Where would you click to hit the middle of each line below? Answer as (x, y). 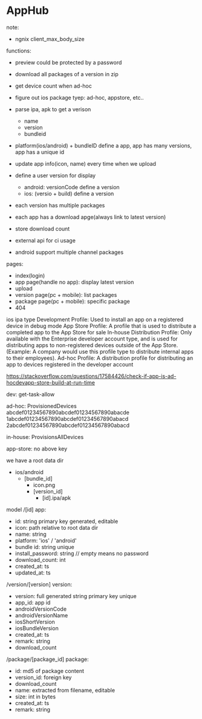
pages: (15, 264)
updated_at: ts (33, 573)
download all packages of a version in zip (67, 74)
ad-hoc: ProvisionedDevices (41, 406)
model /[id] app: (26, 509)
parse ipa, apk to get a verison (53, 109)
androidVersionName (41, 615)
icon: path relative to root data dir (57, 527)
